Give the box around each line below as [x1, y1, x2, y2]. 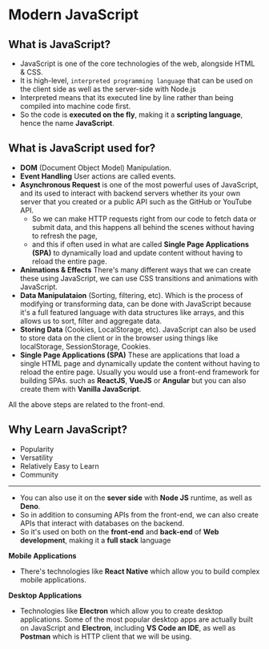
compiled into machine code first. [19, 102, 130, 111]
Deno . [19, 501, 41, 510]
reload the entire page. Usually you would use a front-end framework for [19, 367, 260, 377]
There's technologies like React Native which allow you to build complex [19, 566, 260, 576]
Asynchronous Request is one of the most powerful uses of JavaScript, [19, 179, 259, 189]
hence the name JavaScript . [19, 119, 114, 127]
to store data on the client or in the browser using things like [19, 333, 219, 342]
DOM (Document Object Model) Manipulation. [19, 163, 172, 172]
